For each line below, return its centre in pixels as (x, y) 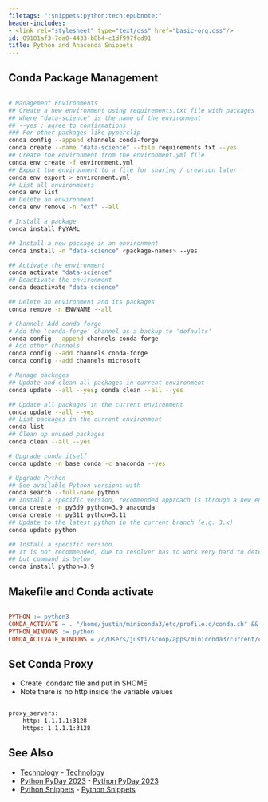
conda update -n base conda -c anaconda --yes (87, 463)
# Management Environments (53, 103)
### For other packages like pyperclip (75, 133)
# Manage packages (39, 375)
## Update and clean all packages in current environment (106, 383)
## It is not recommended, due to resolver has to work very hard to (126, 552)
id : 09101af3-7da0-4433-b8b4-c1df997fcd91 (80, 38)
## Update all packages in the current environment (96, 404)
